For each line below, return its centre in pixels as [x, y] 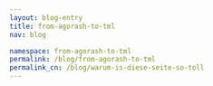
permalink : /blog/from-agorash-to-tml [82, 60]
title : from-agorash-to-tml [63, 26]
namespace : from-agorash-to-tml [70, 51]
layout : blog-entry [46, 18]
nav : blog [28, 34]
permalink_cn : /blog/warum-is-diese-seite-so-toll [107, 68]
